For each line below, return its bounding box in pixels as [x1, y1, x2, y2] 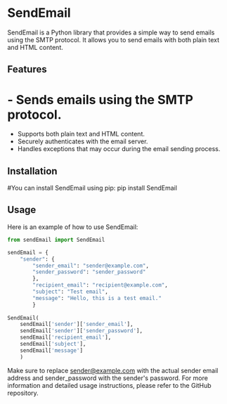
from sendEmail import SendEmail [7, 236, 105, 243]
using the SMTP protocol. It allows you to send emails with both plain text [7, 35, 220, 44]
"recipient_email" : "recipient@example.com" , [32, 282, 169, 289]
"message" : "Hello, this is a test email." [32, 294, 162, 301]
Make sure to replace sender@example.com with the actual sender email [7, 366, 219, 374]
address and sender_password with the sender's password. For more [7, 374, 209, 382]
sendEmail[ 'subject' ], [20, 341, 86, 348]
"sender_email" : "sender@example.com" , [32, 262, 150, 269]
